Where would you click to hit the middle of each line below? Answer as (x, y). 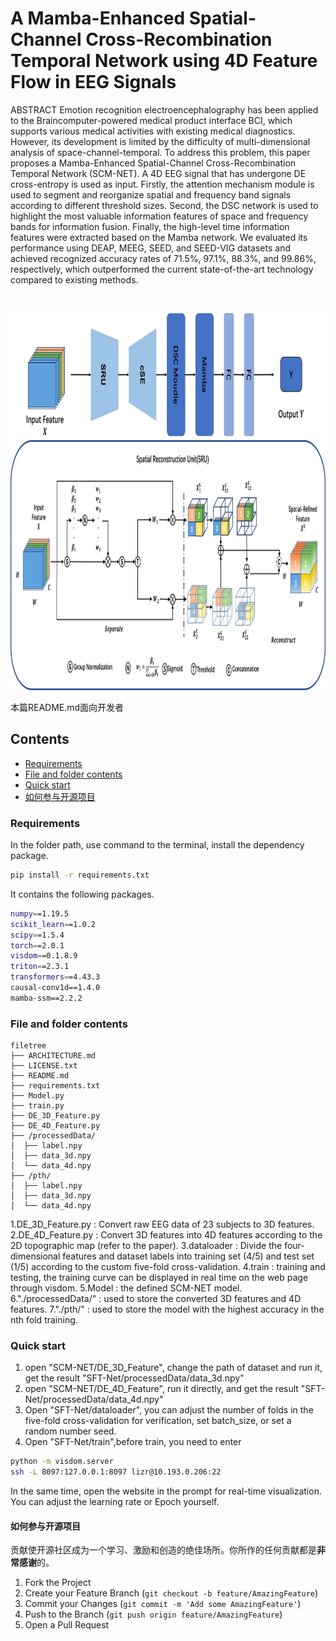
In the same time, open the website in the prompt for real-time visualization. (166, 1491)
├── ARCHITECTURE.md (53, 1056)
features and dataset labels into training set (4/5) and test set (188, 1256)
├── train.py (37, 1106)
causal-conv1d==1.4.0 (55, 988)
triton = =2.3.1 (40, 967)
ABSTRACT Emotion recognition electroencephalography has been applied (164, 109)
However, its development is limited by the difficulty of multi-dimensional (160, 141)
